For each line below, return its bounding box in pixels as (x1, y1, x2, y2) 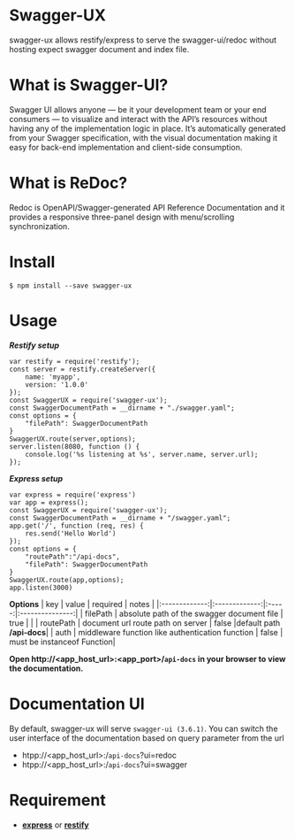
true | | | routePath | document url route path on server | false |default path (9, 617, 281, 628)
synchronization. (9, 220, 71, 231)
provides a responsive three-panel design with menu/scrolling (9, 212, 235, 222)
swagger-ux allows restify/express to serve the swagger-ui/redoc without (9, 35, 276, 45)
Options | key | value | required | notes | (9, 598, 155, 609)
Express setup (9, 473, 64, 483)
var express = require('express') (9, 490, 137, 499)
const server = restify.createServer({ (9, 365, 156, 373)
